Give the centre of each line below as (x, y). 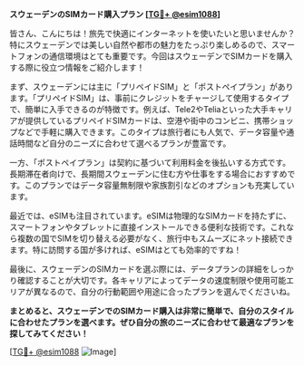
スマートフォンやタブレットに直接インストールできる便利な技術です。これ (148, 227)
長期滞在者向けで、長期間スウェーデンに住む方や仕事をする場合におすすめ (148, 174)
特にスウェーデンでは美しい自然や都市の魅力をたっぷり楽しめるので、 (141, 45)
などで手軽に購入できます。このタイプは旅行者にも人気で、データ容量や (152, 132)
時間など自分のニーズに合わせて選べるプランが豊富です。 (124, 143)
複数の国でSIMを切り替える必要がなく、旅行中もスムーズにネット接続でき (155, 238)
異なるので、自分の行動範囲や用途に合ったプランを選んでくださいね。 (164, 292)
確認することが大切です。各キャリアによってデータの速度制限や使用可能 (152, 280)
